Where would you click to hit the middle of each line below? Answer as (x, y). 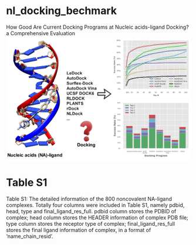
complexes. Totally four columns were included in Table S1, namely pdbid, (95, 205)
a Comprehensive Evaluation (40, 33)
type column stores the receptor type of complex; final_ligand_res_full (90, 223)
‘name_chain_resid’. (30, 236)
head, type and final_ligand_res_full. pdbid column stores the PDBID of (91, 211)
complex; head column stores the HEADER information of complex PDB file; (97, 217)
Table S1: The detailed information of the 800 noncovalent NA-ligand (89, 199)
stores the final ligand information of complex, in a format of (79, 230)
